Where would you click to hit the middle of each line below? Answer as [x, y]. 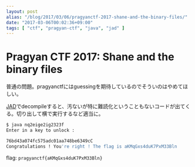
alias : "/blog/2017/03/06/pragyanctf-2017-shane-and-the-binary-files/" [97, 17]
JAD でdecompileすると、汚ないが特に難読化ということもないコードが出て [96, 106]
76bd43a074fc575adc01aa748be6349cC [50, 141]
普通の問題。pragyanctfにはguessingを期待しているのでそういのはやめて [95, 86]
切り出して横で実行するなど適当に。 [60, 114]
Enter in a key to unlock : [41, 131]
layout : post [22, 11]
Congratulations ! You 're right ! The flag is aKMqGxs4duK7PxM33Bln [92, 146]
